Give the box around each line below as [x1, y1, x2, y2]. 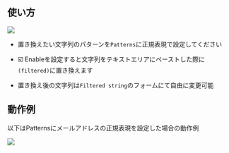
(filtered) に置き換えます [17, 66, 93, 74]
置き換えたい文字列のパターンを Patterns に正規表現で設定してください [17, 39, 223, 48]
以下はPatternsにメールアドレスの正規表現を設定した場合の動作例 [7, 123, 199, 132]
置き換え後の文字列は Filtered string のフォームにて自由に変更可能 [17, 80, 214, 90]
